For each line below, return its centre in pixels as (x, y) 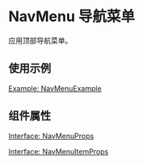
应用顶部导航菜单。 (40, 40)
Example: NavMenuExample (55, 88)
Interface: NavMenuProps (51, 136)
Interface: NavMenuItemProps (59, 151)
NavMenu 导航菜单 (72, 17)
